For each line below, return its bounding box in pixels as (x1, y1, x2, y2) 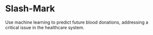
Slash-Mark (5, 3, 55, 14)
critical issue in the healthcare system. (5, 24, 84, 30)
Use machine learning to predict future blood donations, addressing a (5, 19, 148, 25)
